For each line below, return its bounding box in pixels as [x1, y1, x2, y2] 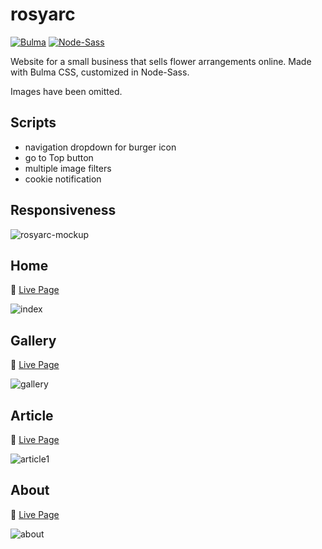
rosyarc [10, 3, 76, 26]
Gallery [10, 332, 57, 349]
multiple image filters [24, 162, 112, 174]
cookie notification [24, 173, 102, 185]
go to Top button [24, 151, 94, 163]
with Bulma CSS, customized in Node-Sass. [10, 66, 190, 78]
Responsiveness [10, 202, 117, 219]
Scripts [10, 114, 57, 132]
